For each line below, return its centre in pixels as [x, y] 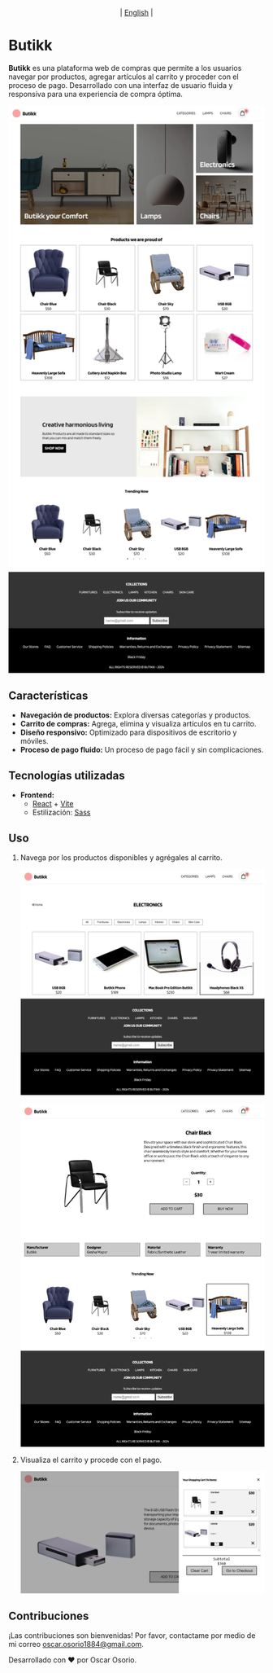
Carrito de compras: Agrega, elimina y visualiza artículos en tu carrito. [138, 724]
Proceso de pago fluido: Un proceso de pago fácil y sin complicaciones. [142, 750]
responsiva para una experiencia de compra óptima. [95, 94]
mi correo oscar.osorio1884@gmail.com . [76, 1644]
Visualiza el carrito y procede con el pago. [91, 1460]
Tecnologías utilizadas [67, 775]
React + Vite [53, 804]
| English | [136, 13]
